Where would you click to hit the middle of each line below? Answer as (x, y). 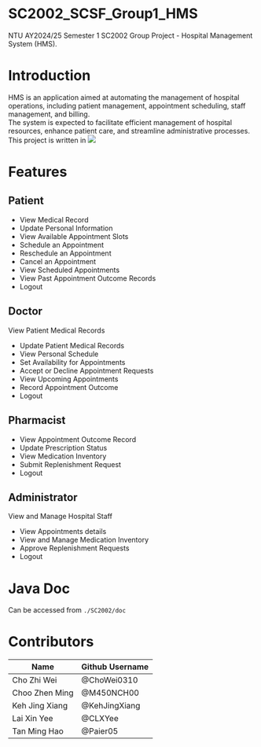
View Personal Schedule (59, 354)
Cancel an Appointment (58, 261)
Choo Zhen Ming (43, 693)
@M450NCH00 (110, 693)
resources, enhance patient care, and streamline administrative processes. (129, 131)
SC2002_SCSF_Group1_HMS (103, 14)
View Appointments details (63, 532)
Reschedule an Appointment (65, 253)
